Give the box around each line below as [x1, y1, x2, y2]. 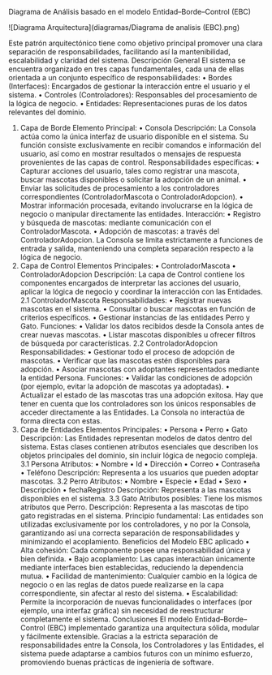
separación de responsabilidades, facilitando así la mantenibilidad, [8, 47, 231, 56]
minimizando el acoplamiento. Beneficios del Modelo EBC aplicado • [19, 537, 250, 546]
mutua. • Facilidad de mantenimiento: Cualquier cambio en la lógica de [19, 571, 257, 581]
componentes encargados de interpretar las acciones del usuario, [19, 278, 241, 287]
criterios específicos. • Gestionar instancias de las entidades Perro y [19, 312, 250, 322]
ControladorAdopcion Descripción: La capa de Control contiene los [19, 269, 245, 279]
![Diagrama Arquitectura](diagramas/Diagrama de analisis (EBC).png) [8, 23, 240, 32]
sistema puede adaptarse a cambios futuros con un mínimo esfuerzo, [19, 649, 253, 658]
